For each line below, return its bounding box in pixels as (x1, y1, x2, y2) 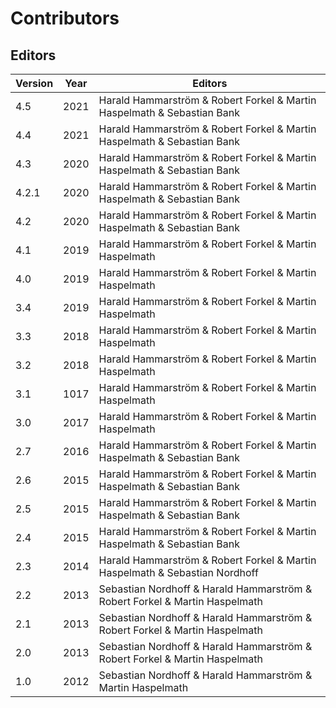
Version (15, 77, 54, 90)
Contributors (10, 7, 120, 30)
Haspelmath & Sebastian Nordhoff (98, 566, 259, 579)
